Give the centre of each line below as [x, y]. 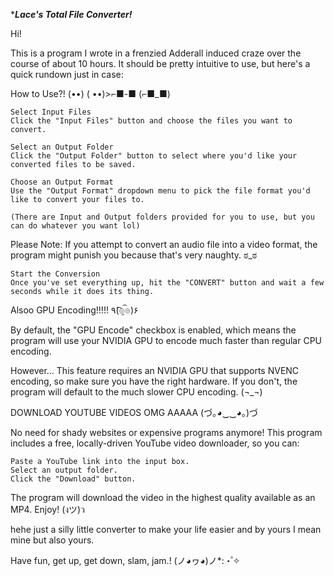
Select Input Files [51, 112]
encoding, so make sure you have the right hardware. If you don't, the [154, 381]
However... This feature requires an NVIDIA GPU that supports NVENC [155, 370]
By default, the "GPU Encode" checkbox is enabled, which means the [153, 330]
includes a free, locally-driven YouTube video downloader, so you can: [155, 443]
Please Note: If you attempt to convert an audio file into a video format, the [164, 244]
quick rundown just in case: [67, 74]
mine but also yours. [52, 540]
